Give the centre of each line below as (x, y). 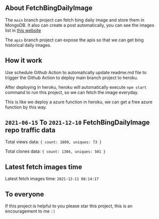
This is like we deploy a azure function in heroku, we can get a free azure (79, 102)
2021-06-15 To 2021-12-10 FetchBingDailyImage (78, 123)
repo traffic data (30, 130)
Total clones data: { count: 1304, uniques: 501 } (56, 151)
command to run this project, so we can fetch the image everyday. (72, 92)
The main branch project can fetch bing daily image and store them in (75, 20)
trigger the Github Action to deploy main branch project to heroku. (72, 78)
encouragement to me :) (30, 211)
